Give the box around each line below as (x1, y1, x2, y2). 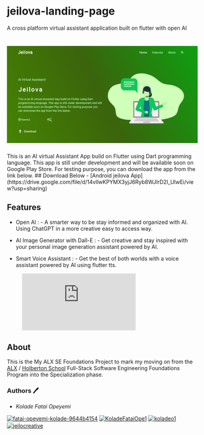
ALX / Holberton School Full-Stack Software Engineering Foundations (7, 365, 180, 372)
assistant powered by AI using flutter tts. (15, 261, 117, 268)
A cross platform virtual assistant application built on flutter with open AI (7, 24, 187, 32)
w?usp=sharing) (7, 184, 48, 192)
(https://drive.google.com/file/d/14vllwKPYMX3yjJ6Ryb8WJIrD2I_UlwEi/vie (7, 178, 194, 186)
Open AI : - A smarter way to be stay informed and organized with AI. (15, 218, 188, 226)
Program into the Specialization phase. (7, 371, 104, 379)
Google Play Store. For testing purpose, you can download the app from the (7, 165, 196, 172)
